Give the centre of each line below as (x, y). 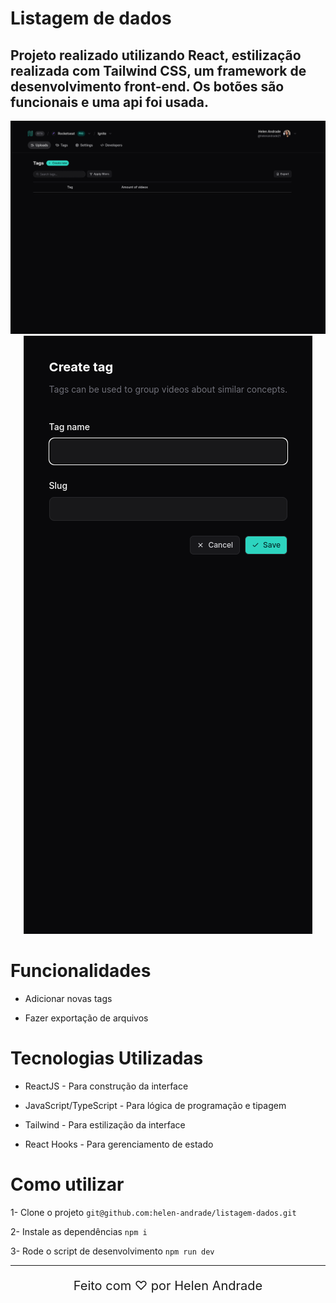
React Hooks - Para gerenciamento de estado (119, 1144)
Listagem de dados (91, 18)
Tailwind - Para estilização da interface (105, 1124)
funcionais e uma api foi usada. (110, 102)
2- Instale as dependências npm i (79, 1231)
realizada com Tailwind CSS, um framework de (158, 70)
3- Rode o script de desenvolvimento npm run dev (112, 1251)
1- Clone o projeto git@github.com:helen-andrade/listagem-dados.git (153, 1212)
